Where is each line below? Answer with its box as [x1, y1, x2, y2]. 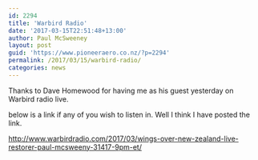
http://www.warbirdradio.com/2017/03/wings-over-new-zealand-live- [8, 134, 239, 143]
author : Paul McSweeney [8, 34, 88, 42]
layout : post [8, 42, 52, 50]
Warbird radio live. [8, 94, 69, 104]
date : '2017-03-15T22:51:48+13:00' [8, 26, 127, 34]
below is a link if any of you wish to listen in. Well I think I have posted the [8, 110, 251, 119]
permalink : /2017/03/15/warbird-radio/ [8, 57, 142, 65]
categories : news [8, 64, 67, 72]
